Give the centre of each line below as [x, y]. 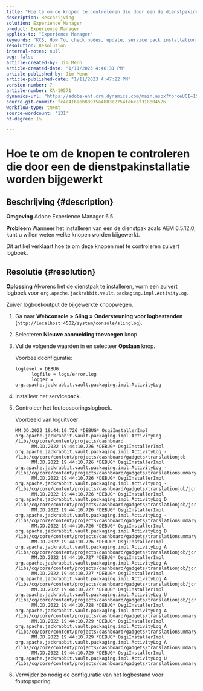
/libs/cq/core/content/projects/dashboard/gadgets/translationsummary [106, 473]
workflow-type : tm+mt [34, 107]
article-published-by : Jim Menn [47, 74]
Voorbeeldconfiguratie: [44, 358]
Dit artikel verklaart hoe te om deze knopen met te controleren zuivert [93, 246]
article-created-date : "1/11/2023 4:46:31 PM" [66, 68]
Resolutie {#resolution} [51, 272]
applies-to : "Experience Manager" [50, 34]
